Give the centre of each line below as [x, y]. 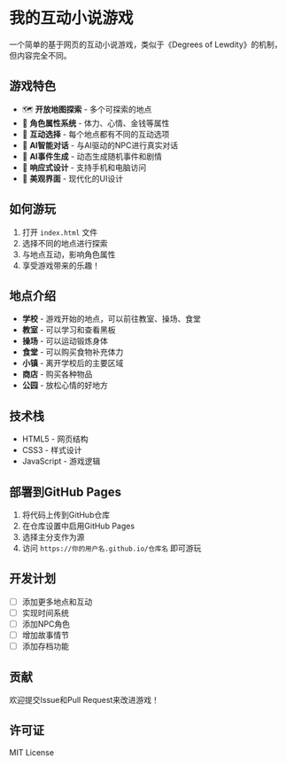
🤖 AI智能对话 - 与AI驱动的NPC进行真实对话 [100, 145]
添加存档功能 [45, 646]
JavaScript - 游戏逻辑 [61, 461]
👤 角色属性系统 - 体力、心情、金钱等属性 [96, 123]
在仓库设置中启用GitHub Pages [78, 526]
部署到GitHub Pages [66, 492]
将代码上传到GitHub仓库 [66, 515]
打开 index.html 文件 [60, 232]
